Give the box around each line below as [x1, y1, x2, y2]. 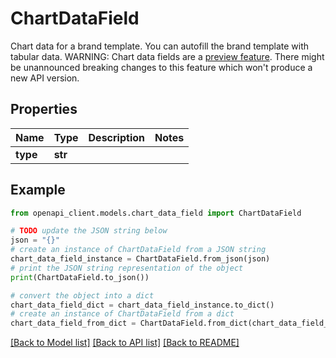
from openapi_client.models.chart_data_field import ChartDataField [10, 208, 302, 218]
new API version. [10, 72, 80, 84]
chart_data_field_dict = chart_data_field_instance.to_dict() [10, 300, 275, 310]
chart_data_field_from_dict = [10, 318, 137, 329]
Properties [10, 101, 78, 118]
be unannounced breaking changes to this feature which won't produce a [10, 61, 313, 73]
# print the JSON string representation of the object [10, 263, 244, 273]
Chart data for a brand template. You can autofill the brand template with [10, 40, 310, 52]
